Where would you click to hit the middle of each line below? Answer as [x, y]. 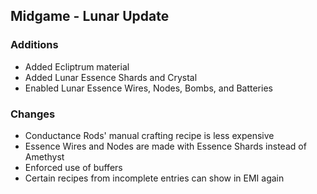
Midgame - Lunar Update [90, 16]
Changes [33, 114]
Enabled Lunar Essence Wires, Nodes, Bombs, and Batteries [148, 88]
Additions [34, 45]
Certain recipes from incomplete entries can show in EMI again [154, 178]
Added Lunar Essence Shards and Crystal [111, 77]
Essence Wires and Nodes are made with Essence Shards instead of [165, 146]
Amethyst [44, 156]
